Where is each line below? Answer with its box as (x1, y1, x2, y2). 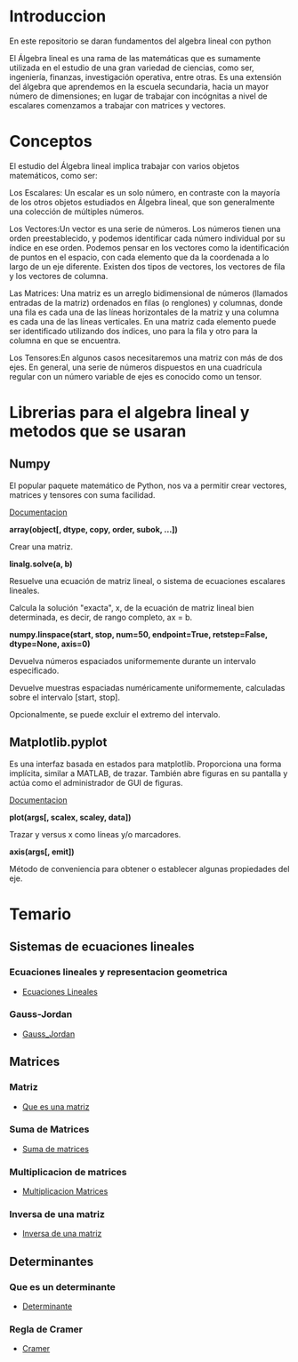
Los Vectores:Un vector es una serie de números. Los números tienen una (9, 223, 281, 234)
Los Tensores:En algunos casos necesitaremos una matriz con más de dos (9, 352, 283, 363)
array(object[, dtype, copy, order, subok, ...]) (9, 524, 178, 534)
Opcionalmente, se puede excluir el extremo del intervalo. (9, 709, 221, 719)
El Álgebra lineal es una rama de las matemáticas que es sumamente (9, 52, 261, 63)
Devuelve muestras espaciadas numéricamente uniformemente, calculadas (9, 682, 286, 693)
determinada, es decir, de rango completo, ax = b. (9, 612, 193, 622)
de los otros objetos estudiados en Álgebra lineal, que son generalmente (9, 196, 276, 207)
